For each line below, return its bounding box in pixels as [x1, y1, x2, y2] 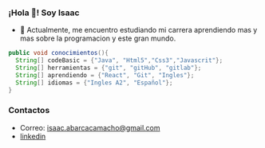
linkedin [19, 131, 46, 141]
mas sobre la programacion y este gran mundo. [19, 33, 176, 43]
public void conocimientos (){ [8, 49, 109, 57]
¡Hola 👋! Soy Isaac [8, 7, 80, 18]
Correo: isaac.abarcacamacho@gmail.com [19, 123, 160, 132]
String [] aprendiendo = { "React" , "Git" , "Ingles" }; [15, 71, 195, 79]
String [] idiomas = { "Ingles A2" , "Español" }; [15, 79, 173, 87]
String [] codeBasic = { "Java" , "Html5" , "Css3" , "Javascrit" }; [15, 56, 223, 64]
